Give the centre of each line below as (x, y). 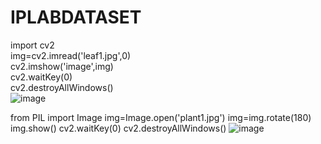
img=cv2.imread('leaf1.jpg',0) (71, 55)
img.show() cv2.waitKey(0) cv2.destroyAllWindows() (118, 128)
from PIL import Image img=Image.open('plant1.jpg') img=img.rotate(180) (161, 117)
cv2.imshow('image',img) (62, 66)
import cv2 (32, 45)
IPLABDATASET (76, 17)
